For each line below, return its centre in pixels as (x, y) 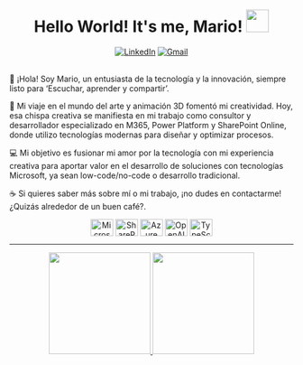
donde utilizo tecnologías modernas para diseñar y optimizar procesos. (142, 135)
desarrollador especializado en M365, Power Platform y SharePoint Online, (148, 125)
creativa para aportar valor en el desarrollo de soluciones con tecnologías (147, 165)
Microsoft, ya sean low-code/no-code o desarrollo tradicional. (125, 175)
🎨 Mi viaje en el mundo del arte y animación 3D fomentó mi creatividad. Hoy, (151, 106)
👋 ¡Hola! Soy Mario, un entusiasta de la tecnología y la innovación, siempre (148, 79)
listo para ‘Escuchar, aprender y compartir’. (89, 88)
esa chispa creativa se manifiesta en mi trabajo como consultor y (130, 115)
